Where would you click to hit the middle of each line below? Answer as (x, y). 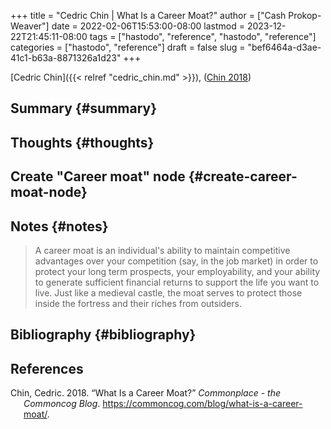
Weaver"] (30, 26)
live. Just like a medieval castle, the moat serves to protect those (168, 292)
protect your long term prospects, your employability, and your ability (177, 271)
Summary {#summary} (84, 108)
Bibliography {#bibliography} (103, 335)
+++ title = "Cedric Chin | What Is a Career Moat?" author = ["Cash (148, 15)
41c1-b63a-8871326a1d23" (66, 58)
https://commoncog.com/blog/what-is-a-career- (202, 404)
